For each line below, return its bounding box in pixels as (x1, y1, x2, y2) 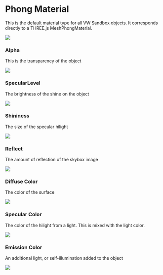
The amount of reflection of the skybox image (5, 157, 98, 163)
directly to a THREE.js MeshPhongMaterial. (5, 25, 92, 31)
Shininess (5, 112, 30, 119)
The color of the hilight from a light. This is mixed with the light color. (5, 222, 145, 228)
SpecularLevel (5, 80, 41, 87)
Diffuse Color (5, 178, 38, 185)
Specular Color (5, 211, 42, 218)
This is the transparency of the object (5, 58, 81, 64)
